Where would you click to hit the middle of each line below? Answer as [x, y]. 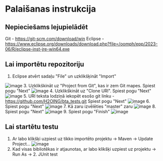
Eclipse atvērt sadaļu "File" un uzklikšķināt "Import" [64, 76]
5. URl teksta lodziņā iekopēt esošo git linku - [69, 96]
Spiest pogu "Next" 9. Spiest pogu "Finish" [58, 111]
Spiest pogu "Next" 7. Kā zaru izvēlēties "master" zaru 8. [81, 106]
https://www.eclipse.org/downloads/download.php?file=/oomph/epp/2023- [81, 44]
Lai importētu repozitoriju [45, 64]
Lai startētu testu [32, 127]
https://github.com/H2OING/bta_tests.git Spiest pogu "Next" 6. [78, 101]
